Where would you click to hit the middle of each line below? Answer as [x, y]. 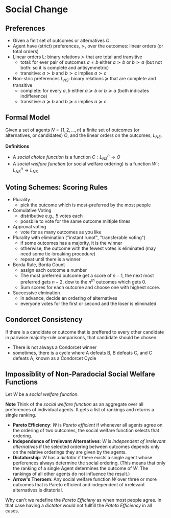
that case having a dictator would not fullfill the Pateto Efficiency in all [79, 505]
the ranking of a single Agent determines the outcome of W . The [80, 468]
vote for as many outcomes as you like [61, 232]
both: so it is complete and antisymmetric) [65, 68]
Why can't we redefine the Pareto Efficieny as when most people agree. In [83, 500]
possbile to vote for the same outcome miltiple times [75, 221]
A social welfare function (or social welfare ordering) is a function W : [86, 163]
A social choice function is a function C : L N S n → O [66, 157]
